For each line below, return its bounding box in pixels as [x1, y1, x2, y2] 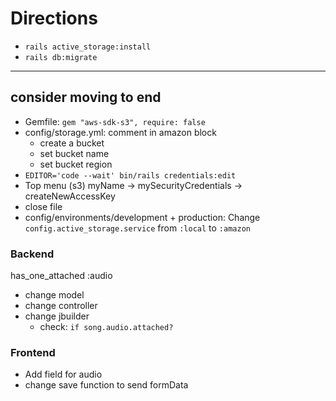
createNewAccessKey [24, 190, 116, 202]
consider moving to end [10, 89, 162, 106]
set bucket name [39, 147, 110, 159]
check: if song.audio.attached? [39, 321, 174, 333]
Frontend [10, 345, 56, 359]
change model [24, 289, 85, 301]
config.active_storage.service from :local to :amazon [24, 222, 251, 234]
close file [24, 200, 63, 212]
